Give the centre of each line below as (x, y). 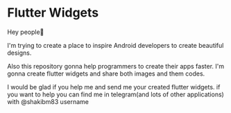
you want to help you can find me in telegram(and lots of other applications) (115, 94)
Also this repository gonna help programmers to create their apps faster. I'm (115, 66)
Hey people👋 (26, 32)
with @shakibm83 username (48, 101)
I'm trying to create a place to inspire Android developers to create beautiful (115, 45)
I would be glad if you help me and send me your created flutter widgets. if (114, 87)
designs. (19, 53)
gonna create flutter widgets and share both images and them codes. (106, 73)
